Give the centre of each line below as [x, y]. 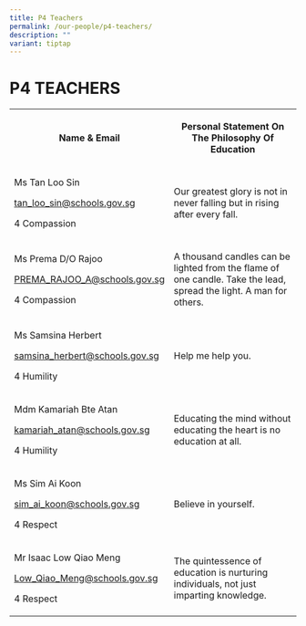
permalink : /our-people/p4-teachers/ [81, 26]
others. [189, 302]
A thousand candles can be [232, 256]
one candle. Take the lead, [230, 279]
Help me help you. [213, 356]
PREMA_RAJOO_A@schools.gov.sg [90, 279]
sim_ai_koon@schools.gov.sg [77, 505]
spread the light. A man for [230, 291]
